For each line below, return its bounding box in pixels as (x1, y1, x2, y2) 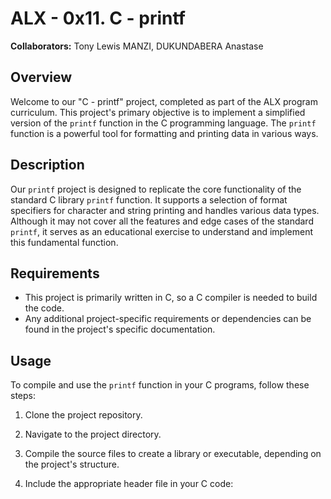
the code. (24, 302, 65, 314)
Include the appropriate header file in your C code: (24, 478, 234, 490)
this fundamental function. (10, 236, 119, 248)
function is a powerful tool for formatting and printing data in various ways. (10, 127, 319, 139)
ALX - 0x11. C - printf (10, 7, 186, 30)
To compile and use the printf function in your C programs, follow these (10, 379, 310, 391)
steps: (10, 390, 36, 402)
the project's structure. (24, 458, 120, 471)
